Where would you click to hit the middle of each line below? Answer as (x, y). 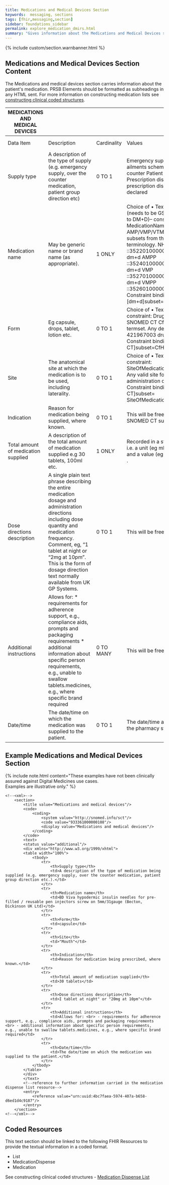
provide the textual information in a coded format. (57, 1147)
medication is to (67, 374)
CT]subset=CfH (145, 348)
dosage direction (68, 570)
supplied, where (67, 421)
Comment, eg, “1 (68, 545)
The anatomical (66, 362)
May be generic (67, 244)
